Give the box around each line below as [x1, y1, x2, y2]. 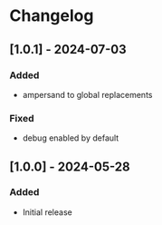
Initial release [22, 206, 72, 218]
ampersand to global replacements [22, 89, 153, 100]
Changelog [9, 5, 94, 26]
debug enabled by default [22, 132, 119, 143]
